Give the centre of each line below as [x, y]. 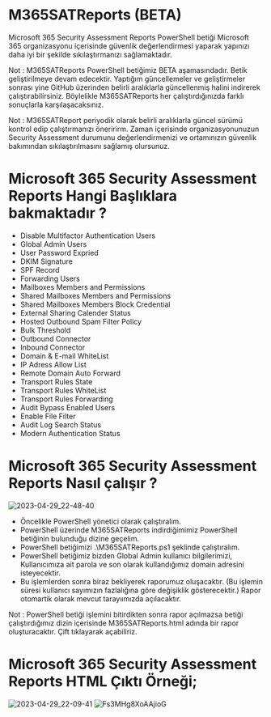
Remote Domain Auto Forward [70, 373]
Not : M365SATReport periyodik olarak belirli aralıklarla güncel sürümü [126, 120]
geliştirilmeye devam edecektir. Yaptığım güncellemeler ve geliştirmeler [127, 78]
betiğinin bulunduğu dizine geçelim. [80, 538]
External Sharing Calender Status [75, 312]
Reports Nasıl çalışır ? [83, 484]
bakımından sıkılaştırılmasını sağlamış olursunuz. [89, 146]
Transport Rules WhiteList [63, 390]
